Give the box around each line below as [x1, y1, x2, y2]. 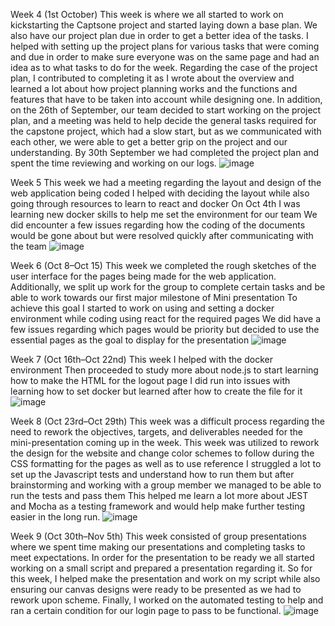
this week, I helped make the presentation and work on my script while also [10, 573, 321, 584]
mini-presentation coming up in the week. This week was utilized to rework [10, 437, 320, 448]
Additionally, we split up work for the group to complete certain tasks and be [10, 281, 326, 293]
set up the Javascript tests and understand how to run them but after [10, 469, 295, 480]
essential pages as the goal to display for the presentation [10, 334, 250, 346]
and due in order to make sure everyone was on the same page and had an [10, 51, 320, 63]
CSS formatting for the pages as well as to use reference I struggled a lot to [10, 458, 322, 469]
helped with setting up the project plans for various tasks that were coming [10, 40, 320, 52]
